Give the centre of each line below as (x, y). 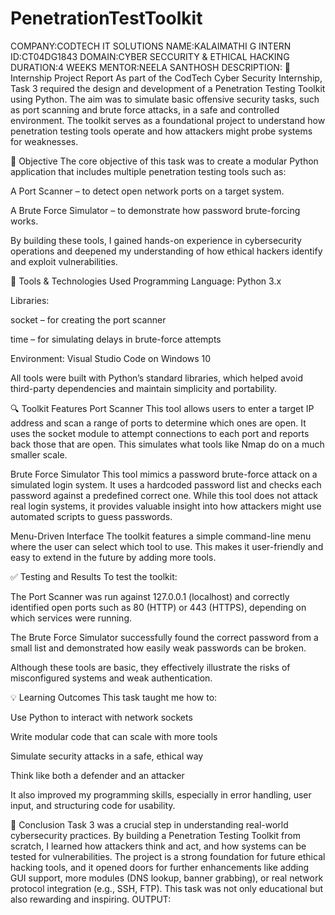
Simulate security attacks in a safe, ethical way (107, 756)
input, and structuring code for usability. (93, 805)
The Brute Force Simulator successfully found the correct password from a (164, 637)
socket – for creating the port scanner (88, 319)
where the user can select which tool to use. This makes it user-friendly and (167, 546)
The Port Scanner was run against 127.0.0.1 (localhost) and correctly (150, 596)
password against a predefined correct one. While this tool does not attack (164, 495)
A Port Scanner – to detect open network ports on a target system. (147, 191)
